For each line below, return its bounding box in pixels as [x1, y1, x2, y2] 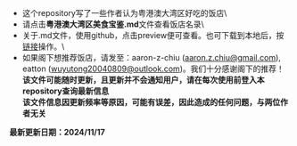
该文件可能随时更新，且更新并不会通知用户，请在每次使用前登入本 [21, 75, 265, 85]
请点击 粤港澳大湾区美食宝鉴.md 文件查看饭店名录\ [21, 19, 205, 29]
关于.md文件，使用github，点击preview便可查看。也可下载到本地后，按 [21, 30, 285, 40]
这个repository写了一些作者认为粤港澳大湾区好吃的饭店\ [21, 8, 227, 18]
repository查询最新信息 [21, 85, 110, 96]
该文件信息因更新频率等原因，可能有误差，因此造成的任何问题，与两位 [21, 97, 281, 107]
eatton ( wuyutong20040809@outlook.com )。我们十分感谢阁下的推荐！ [21, 63, 285, 74]
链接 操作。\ [21, 41, 65, 52]
